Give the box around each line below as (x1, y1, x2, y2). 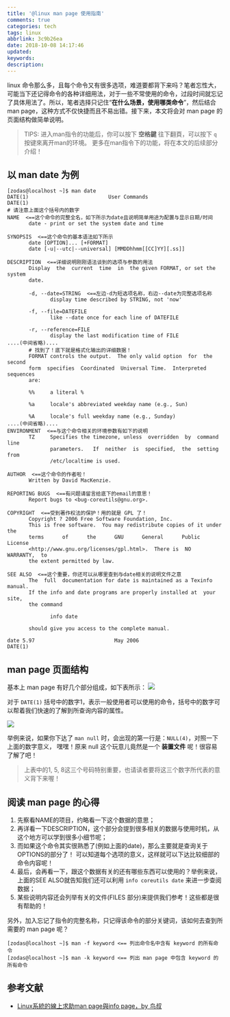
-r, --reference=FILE (28, 326, 90, 333)
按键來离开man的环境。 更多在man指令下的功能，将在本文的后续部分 (23, 138, 218, 146)
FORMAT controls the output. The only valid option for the (28, 353, 213, 360)
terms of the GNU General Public (28, 534, 201, 541)
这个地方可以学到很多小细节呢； (16, 833, 107, 842)
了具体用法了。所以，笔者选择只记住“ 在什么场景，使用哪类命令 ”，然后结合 (7, 98, 217, 107)
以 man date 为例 (7, 169, 79, 181)
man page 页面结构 (7, 664, 89, 675)
